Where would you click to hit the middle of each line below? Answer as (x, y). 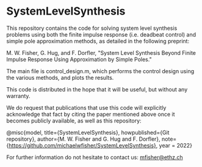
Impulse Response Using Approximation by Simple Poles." (79, 59)
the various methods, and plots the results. (60, 77)
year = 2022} (175, 145)
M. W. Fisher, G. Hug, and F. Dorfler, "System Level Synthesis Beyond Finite (101, 52)
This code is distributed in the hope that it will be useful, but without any (97, 89)
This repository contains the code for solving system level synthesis (92, 28)
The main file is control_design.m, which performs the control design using (100, 71)
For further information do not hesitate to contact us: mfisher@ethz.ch (95, 157)
